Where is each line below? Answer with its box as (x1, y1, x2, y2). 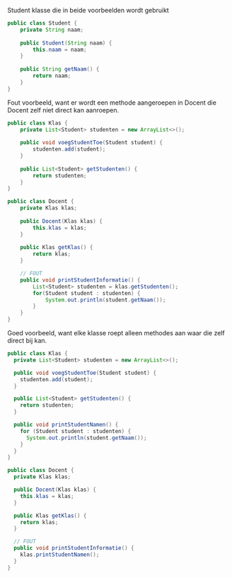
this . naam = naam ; (33, 46, 87, 53)
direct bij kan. (7, 336, 47, 345)
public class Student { (7, 20, 78, 27)
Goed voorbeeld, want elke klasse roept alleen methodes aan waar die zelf (7, 329, 225, 337)
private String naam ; (20, 26, 83, 33)
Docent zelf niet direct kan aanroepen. (7, 105, 120, 114)
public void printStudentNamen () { (13, 421, 119, 428)
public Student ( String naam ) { (20, 39, 112, 47)
